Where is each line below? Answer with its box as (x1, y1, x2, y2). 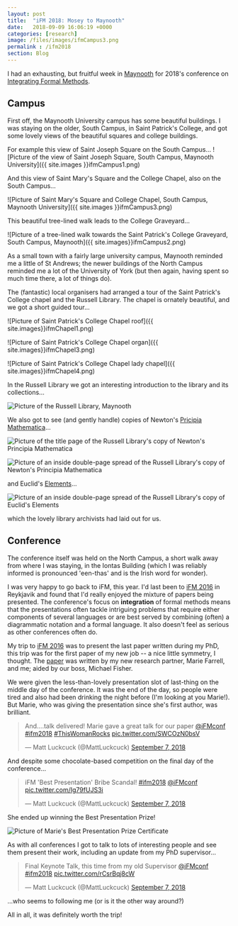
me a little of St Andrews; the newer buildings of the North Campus (7, 259, 203, 267)
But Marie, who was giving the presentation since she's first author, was (7, 700, 218, 709)
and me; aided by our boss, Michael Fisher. (7, 664, 133, 672)
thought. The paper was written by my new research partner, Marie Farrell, (7, 657, 225, 665)
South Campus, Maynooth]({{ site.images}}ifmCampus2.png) (7, 238, 186, 246)
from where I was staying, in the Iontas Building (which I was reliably (7, 561, 208, 569)
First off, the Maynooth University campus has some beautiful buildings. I (7, 116, 221, 125)
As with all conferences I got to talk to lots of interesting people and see (7, 840, 217, 849)
